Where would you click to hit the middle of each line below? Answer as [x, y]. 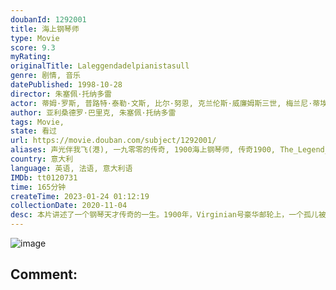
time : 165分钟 [38, 187]
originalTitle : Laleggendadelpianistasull [100, 66]
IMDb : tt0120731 [44, 177]
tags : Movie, [37, 122]
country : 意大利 [42, 159]
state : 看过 [33, 131]
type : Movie [35, 38]
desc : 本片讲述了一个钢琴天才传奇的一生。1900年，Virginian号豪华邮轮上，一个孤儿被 [168, 215]
